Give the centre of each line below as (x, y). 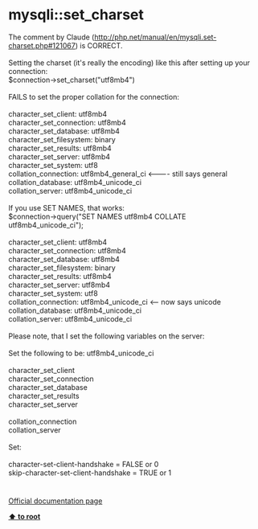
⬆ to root (25, 517)
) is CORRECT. (99, 45)
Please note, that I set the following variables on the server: (106, 336)
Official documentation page (55, 501)
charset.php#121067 (42, 45)
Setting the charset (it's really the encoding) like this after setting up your (129, 63)
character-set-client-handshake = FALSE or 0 (84, 464)
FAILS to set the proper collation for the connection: (94, 96)
